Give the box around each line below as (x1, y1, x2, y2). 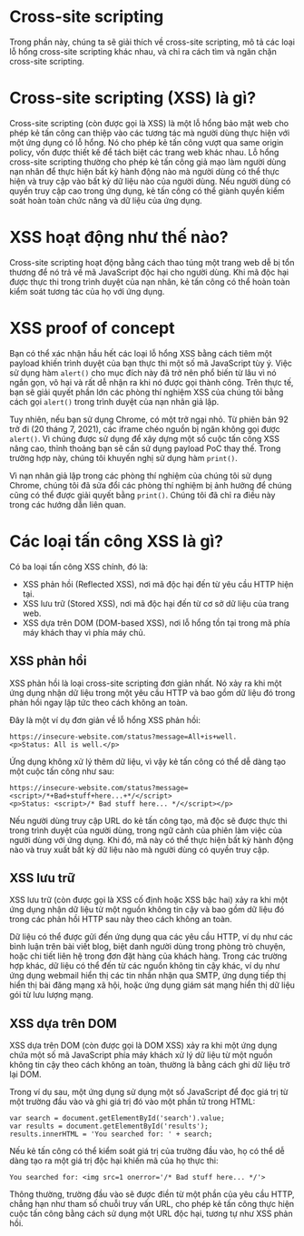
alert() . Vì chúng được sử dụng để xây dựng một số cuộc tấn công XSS (9, 433, 279, 444)
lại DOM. (9, 1069, 43, 1080)
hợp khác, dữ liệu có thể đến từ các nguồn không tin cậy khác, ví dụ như (9, 960, 280, 971)
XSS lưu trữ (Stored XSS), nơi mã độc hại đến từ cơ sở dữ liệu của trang (22, 598, 289, 608)
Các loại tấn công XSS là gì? (9, 530, 224, 551)
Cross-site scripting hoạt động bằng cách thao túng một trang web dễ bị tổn (9, 256, 295, 267)
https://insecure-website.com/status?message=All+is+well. (9, 732, 238, 741)
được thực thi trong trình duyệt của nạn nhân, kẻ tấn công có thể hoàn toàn (9, 276, 290, 287)
